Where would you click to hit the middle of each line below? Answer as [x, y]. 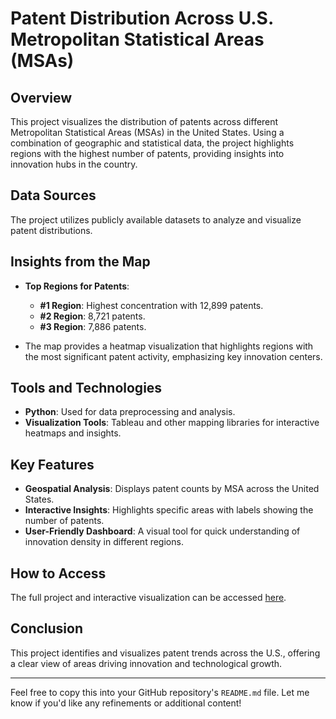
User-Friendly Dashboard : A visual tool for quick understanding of [162, 531]
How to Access [58, 573]
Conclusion [47, 628]
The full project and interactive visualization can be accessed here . [148, 598]
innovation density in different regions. [104, 542]
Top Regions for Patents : [77, 286]
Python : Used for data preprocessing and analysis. [130, 412]
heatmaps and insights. [73, 433]
